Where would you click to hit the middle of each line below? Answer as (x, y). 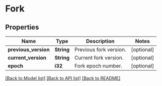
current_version (27, 58)
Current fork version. (99, 58)
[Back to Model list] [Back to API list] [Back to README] (63, 78)
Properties (22, 27)
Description (100, 41)
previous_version (29, 49)
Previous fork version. (100, 49)
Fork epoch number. (98, 66)
